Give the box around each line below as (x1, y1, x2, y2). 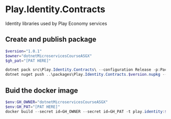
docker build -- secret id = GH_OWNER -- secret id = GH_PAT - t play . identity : (5, 109, 165, 114)
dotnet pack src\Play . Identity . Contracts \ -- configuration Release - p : (5, 67, 160, 72)
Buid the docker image (5, 86, 78, 95)
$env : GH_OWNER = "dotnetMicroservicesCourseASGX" (5, 99, 108, 105)
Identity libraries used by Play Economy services (5, 20, 107, 26)
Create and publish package (5, 35, 97, 44)
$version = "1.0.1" (5, 48, 42, 54)
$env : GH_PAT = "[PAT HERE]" (5, 104, 60, 109)
